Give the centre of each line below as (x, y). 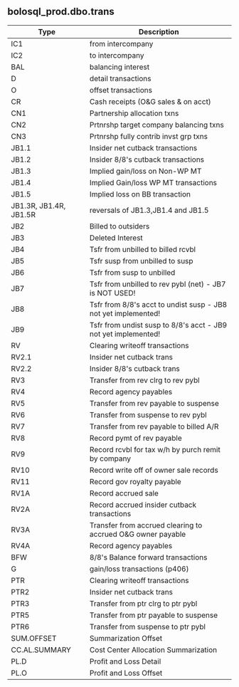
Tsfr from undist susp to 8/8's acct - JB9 (158, 325)
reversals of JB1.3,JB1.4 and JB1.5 (149, 210)
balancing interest (119, 67)
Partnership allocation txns (134, 113)
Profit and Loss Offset (126, 673)
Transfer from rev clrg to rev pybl (145, 380)
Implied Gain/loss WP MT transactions (153, 182)
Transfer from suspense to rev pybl (148, 414)
